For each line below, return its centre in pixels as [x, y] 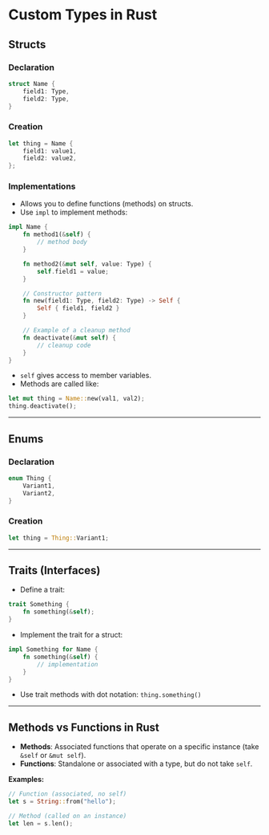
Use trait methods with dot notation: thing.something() [110, 694]
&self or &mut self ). [53, 756]
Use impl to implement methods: [74, 212]
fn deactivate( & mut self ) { [69, 338]
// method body [62, 242]
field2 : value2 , [50, 158]
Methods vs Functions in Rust [84, 727]
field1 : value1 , [50, 151]
